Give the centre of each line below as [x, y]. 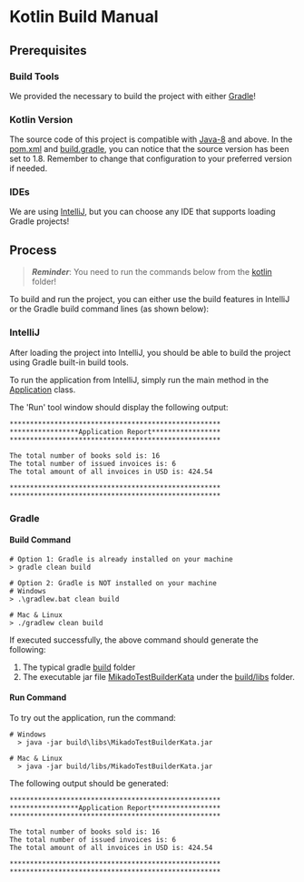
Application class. [43, 390]
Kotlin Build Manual [84, 17]
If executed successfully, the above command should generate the [134, 640]
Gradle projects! [39, 221]
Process [33, 250]
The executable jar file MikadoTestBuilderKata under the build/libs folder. [158, 676]
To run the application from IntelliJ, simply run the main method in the [139, 380]
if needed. [29, 168]
